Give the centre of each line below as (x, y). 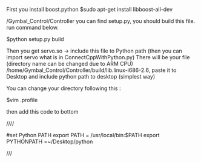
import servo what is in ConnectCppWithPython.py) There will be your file (98, 57)
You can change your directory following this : (64, 88)
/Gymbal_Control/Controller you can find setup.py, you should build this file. (101, 21)
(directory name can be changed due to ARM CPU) (70, 64)
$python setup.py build (35, 39)
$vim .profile (22, 100)
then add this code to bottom (42, 112)
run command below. (33, 28)
